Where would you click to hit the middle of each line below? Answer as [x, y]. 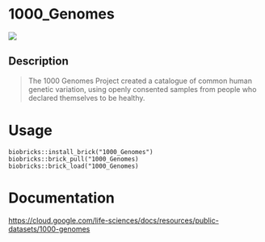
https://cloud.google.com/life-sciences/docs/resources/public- [114, 220]
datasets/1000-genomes [49, 229]
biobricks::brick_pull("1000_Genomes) [74, 159]
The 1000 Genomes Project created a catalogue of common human [140, 81]
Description [38, 61]
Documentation [62, 198]
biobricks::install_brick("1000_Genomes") [81, 152]
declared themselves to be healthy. [86, 98]
